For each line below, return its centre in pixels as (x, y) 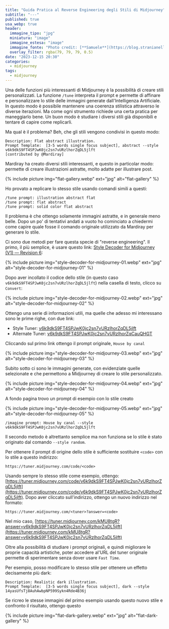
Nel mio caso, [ (21, 521)
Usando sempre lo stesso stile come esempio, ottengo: (62, 476)
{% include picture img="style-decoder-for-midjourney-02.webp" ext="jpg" (84, 298)
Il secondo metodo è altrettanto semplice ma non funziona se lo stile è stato (84, 436)
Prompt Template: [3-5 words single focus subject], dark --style (77, 586)
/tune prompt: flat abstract (36, 202)
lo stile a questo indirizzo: (32, 457)
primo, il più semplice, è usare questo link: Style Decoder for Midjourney (80, 247)
